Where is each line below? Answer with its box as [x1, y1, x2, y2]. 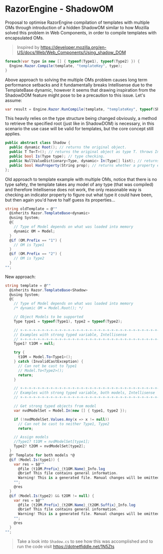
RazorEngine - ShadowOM [5, 3, 114, 15]
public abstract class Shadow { [5, 140, 70, 145]
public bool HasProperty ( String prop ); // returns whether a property [9, 163, 155, 168]
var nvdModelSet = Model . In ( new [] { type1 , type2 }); [14, 408, 127, 413]
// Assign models [14, 435, 49, 440]
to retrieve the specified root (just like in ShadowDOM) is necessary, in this [5, 120, 154, 127]
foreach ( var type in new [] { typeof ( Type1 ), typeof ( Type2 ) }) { [5, 59, 140, 64]
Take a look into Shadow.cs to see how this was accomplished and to [16, 538, 153, 544]
